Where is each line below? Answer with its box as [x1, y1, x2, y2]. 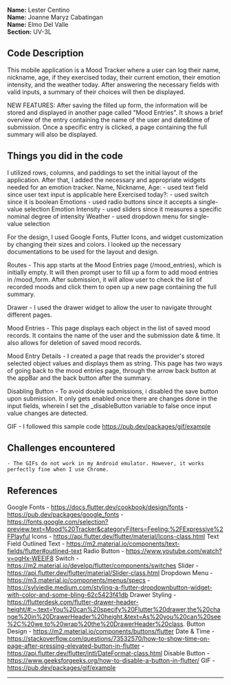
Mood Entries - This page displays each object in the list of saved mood [7, 324, 211, 332]
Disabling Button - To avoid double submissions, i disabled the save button [7, 387, 219, 395]
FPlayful [7, 532, 31, 541]
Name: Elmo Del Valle [7, 21, 69, 28]
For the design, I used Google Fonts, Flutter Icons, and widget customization [7, 233, 223, 241]
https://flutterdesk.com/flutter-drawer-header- [7, 598, 139, 607]
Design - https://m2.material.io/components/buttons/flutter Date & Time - [7, 627, 215, 636]
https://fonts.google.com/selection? [7, 518, 109, 526]
